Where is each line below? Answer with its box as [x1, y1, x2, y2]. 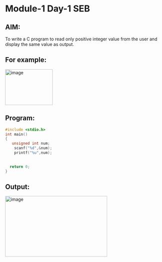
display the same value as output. [5, 41, 74, 47]
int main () [5, 131, 28, 137]
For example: [5, 56, 47, 64]
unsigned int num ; [11, 141, 50, 146]
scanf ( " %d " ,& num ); [14, 145, 52, 151]
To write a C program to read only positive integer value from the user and [5, 36, 158, 42]
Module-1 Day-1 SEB [5, 3, 90, 14]
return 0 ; [9, 164, 30, 169]
